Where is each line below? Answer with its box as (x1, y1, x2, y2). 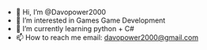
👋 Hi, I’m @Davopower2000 (15, 8, 107, 16)
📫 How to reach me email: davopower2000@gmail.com (15, 33, 199, 42)
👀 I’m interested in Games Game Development (15, 16, 166, 25)
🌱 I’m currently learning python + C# (15, 24, 134, 33)
